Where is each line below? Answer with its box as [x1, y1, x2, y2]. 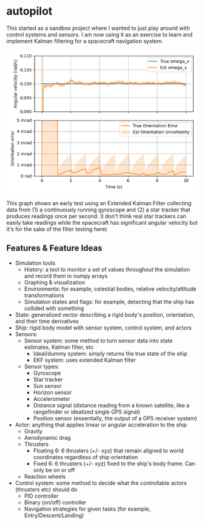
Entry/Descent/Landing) [24, 512, 84, 519]
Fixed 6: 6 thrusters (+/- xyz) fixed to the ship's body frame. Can [33, 460, 195, 467]
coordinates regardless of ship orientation [33, 453, 138, 460]
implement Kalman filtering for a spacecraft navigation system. [6, 37, 163, 44]
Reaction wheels [24, 473, 66, 480]
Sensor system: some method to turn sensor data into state [24, 337, 173, 344]
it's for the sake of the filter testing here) [6, 225, 107, 233]
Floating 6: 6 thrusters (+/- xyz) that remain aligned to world [33, 446, 184, 454]
